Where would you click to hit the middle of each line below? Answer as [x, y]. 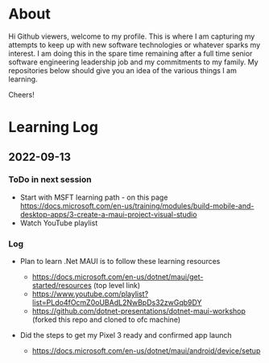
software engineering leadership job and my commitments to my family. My [133, 62]
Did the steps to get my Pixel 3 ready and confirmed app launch [126, 336]
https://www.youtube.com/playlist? [90, 294]
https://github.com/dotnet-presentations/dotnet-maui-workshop [139, 311]
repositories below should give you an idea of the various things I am [123, 70]
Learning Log [54, 128]
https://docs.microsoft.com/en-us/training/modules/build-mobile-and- [137, 205]
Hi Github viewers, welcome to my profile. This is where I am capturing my [132, 36]
